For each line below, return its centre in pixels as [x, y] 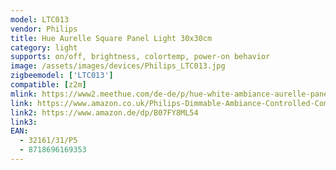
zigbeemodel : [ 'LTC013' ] [62, 76]
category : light [44, 47]
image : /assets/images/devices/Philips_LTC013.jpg [118, 66]
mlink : [24, 94]
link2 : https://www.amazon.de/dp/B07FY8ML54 [104, 112]
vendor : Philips [44, 29]
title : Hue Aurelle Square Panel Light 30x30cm [111, 38]
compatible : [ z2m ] [48, 85]
